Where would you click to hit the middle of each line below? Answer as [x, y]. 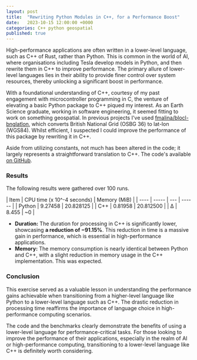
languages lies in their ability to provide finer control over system [97, 75]
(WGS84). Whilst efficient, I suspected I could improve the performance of [96, 131]
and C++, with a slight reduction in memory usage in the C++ [89, 255]
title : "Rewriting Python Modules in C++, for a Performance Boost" [93, 17]
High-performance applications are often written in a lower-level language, [96, 50]
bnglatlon [18, 124]
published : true [26, 34]
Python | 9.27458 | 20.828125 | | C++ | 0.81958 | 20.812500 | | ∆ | [98, 206]
